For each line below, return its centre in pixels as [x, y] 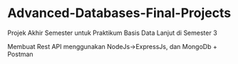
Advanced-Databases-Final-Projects [119, 13]
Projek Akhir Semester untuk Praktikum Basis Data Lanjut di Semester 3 [112, 33]
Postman [20, 54]
